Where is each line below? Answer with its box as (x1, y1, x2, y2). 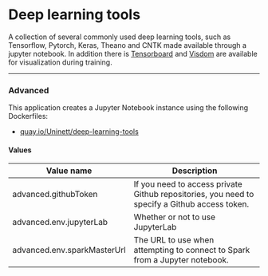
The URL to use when (133, 235, 215, 246)
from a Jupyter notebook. (133, 254, 229, 266)
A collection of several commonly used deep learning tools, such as (8, 32, 231, 41)
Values (8, 145, 32, 155)
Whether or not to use (133, 211, 216, 223)
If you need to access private (133, 179, 243, 190)
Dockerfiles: (8, 112, 49, 121)
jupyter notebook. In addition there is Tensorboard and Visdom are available (8, 49, 258, 58)
